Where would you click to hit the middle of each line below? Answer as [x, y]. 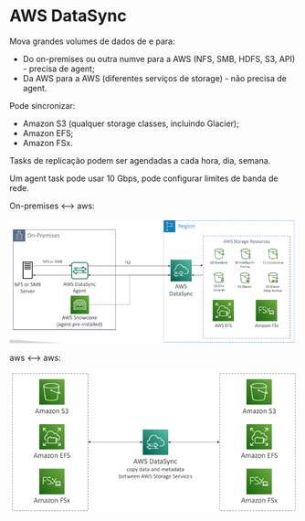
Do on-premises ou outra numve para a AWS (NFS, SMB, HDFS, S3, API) [159, 58]
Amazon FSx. [47, 143]
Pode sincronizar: [42, 105]
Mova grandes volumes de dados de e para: [92, 41]
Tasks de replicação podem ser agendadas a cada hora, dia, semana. [140, 160]
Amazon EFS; [48, 133]
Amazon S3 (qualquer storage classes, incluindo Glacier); [131, 123]
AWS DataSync [68, 16]
